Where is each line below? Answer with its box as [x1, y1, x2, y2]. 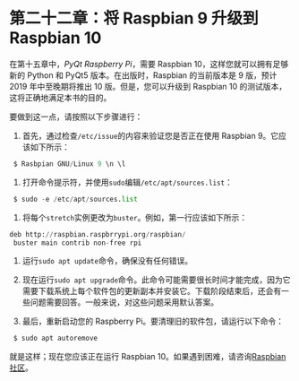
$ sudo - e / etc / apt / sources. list [13, 195, 139, 203]
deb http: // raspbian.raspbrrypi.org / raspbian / [9, 229, 186, 238]
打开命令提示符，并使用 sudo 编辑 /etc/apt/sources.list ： [21, 177, 233, 187]
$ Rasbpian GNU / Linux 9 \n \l [13, 159, 126, 169]
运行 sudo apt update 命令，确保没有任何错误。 [21, 255, 193, 266]
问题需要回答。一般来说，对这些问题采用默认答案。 [30, 297, 219, 307]
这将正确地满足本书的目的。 [9, 91, 112, 103]
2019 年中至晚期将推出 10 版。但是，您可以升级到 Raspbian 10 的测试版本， [9, 81, 287, 91]
